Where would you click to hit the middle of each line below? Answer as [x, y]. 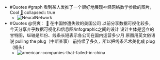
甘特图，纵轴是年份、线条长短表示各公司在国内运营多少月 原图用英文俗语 [82, 35]
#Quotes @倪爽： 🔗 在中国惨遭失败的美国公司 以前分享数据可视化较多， [81, 23]
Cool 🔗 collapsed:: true [32, 12]
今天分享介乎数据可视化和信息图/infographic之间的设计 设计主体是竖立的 [82, 29]
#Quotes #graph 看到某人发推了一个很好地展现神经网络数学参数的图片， [82, 7]
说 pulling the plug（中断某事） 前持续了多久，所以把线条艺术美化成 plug [82, 41]
